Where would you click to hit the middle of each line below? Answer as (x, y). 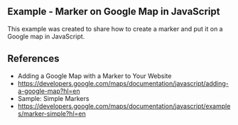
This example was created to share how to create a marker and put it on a (115, 28)
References (33, 59)
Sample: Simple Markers (53, 98)
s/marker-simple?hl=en (52, 114)
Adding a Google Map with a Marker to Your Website (94, 76)
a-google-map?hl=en (49, 91)
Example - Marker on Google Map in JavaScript (114, 12)
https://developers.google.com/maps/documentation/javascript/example (124, 106)
